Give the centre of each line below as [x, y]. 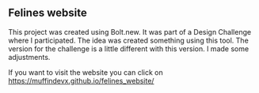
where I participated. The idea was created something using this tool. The [129, 40]
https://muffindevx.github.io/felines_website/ [81, 80]
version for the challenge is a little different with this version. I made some [129, 48]
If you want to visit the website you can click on [86, 72]
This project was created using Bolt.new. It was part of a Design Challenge [130, 32]
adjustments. [29, 57]
